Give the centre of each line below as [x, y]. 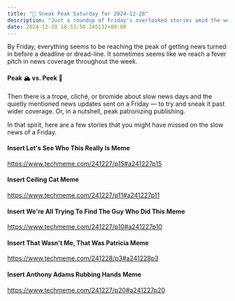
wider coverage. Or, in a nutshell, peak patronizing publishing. [97, 111]
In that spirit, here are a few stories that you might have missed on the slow [115, 125]
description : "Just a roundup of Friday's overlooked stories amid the [114, 20]
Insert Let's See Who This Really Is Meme [69, 148]
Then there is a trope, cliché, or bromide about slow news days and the [110, 96]
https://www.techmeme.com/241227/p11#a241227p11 [83, 195]
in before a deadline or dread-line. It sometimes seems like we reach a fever [117, 54]
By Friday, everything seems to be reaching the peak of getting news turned [117, 47]
